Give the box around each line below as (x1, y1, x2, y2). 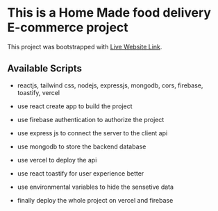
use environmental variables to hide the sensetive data (17, 183, 174, 191)
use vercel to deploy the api (17, 155, 97, 164)
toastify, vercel (17, 88, 60, 96)
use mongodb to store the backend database (17, 142, 146, 151)
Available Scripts (7, 62, 82, 74)
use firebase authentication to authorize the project (17, 115, 165, 124)
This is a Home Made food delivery (7, 5, 212, 21)
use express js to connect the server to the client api (17, 128, 168, 137)
